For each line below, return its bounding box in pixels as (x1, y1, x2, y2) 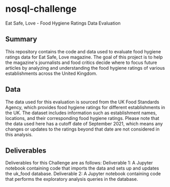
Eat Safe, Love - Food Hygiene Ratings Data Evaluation (5, 20, 121, 26)
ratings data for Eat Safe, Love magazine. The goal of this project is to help (5, 54, 163, 60)
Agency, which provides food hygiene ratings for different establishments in (5, 104, 165, 110)
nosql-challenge (5, 3, 77, 15)
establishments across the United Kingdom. (5, 70, 97, 76)
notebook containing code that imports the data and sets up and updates (5, 165, 159, 172)
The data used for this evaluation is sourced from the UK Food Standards (5, 98, 160, 105)
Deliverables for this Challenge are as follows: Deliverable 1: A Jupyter (5, 160, 153, 166)
